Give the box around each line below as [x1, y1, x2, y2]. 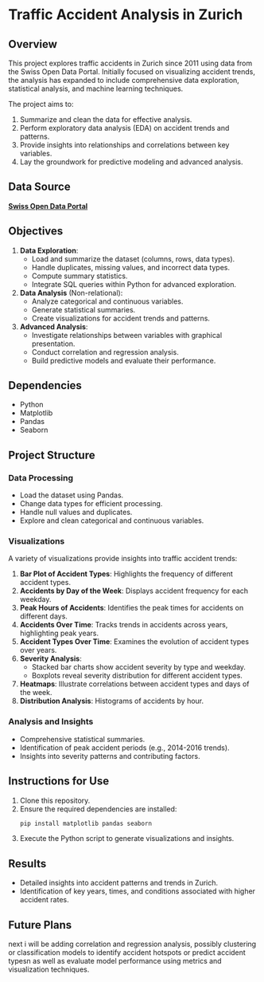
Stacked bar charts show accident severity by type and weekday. [31, 662, 247, 672]
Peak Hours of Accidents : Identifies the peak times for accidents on [19, 603, 244, 613]
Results [8, 857, 47, 870]
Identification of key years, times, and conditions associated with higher [19, 886, 256, 896]
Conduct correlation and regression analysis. [31, 347, 179, 356]
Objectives [8, 225, 64, 238]
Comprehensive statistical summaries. [19, 734, 146, 744]
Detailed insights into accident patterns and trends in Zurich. [19, 878, 219, 888]
